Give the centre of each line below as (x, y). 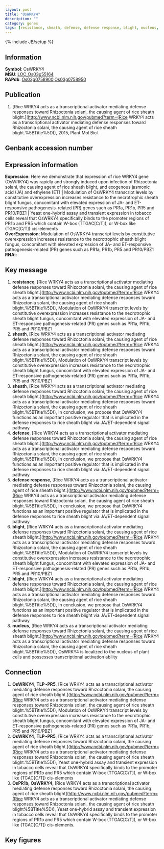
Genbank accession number (49, 148)
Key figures (23, 840)
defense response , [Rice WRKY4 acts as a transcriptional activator (80, 480)
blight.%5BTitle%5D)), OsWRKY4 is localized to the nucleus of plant (81, 651)
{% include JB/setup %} (29, 42)
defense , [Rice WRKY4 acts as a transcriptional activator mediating (80, 433)
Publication (23, 95)
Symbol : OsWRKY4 (24, 69)
